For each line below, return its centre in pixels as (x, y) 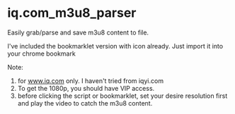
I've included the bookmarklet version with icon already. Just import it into (115, 46)
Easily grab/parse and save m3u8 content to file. (78, 32)
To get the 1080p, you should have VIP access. (86, 88)
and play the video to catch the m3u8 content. (85, 103)
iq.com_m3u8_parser (72, 13)
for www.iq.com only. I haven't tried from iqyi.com (91, 81)
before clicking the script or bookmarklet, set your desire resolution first (122, 96)
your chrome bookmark (41, 53)
